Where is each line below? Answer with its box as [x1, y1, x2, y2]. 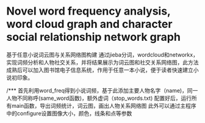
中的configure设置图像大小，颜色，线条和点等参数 [6, 110, 132, 117]
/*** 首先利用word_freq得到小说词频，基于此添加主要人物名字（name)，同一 [6, 86, 198, 94]
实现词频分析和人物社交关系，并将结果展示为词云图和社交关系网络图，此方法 [6, 58, 199, 66]
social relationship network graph [6, 30, 181, 44]
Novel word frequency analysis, [6, 4, 171, 18]
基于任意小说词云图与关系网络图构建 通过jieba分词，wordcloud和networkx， [6, 51, 198, 58]
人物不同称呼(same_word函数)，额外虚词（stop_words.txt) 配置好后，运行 [6, 94, 192, 102]
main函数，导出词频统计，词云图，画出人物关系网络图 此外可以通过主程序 [11, 102, 196, 109]
